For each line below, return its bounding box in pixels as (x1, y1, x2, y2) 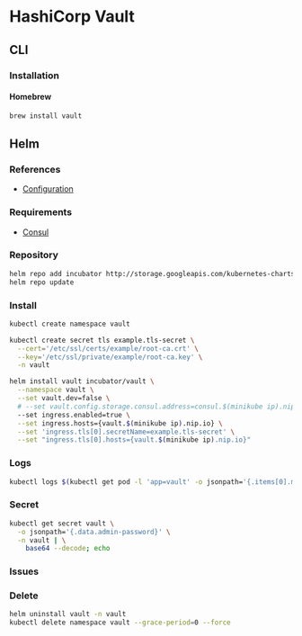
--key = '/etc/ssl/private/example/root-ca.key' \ (17, 353, 203, 362)
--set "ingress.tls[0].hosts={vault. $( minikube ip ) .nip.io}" (17, 435, 252, 444)
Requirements (9, 206, 73, 219)
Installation (9, 69, 60, 82)
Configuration (22, 184, 74, 194)
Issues (9, 565, 40, 578)
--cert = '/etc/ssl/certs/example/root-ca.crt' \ (17, 344, 200, 353)
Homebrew (9, 92, 52, 103)
